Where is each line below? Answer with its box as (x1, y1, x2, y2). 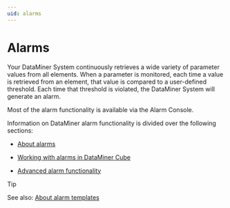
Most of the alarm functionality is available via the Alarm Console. (7, 105, 194, 114)
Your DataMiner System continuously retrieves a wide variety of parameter (7, 63, 220, 71)
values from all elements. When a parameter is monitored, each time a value (7, 70, 224, 78)
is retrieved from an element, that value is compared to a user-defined (7, 77, 207, 86)
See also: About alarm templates (7, 193, 100, 201)
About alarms (17, 140, 56, 148)
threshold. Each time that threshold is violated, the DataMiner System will (7, 84, 215, 93)
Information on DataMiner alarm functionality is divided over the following (7, 119, 216, 127)
